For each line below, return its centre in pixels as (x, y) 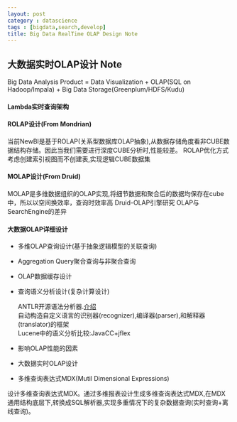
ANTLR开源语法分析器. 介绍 (57, 307)
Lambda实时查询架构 (38, 107)
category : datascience (43, 21)
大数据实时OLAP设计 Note (65, 64)
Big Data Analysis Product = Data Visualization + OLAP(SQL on (99, 82)
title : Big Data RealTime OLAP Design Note (73, 34)
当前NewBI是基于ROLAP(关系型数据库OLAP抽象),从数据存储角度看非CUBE (115, 141)
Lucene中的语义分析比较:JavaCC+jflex (74, 333)
